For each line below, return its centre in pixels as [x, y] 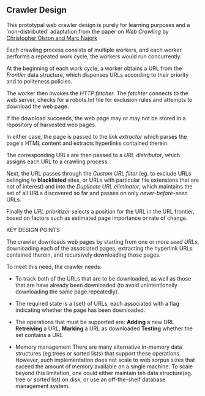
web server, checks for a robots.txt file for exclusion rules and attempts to [99, 99]
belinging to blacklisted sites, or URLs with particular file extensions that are [103, 180]
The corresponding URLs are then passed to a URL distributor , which [93, 155]
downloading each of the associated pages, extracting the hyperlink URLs [99, 248]
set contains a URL [39, 335]
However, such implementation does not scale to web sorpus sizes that [105, 360]
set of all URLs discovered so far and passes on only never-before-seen [97, 193]
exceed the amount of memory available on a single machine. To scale [104, 366]
